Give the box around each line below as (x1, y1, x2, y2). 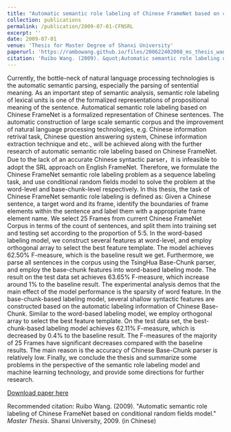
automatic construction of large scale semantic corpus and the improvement (7, 118, 224, 126)
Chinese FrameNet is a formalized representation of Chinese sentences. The (7, 110, 224, 119)
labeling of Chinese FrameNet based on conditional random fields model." (7, 409, 217, 418)
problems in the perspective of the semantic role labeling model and (7, 360, 201, 369)
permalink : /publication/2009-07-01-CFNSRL (7, 23, 134, 30)
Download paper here (7, 389, 69, 397)
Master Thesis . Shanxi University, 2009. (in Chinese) (7, 416, 157, 424)
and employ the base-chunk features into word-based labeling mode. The (7, 265, 217, 274)
